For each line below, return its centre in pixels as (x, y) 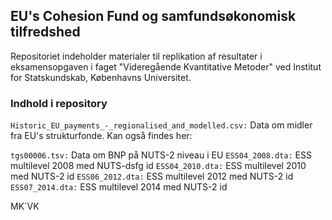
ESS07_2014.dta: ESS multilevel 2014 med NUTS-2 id (119, 187)
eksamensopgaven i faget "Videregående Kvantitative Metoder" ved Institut (166, 66)
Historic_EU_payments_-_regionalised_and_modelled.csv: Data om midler (161, 125)
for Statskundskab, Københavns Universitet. (101, 77)
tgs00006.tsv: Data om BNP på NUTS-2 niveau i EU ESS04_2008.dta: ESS (161, 155)
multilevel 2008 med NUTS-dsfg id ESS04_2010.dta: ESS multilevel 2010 (158, 166)
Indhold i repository (59, 103)
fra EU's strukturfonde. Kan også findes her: (101, 136)
